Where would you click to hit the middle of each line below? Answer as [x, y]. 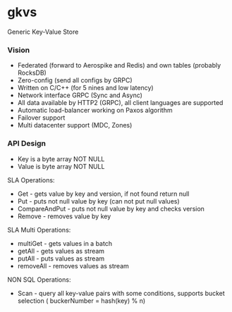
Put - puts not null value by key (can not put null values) [98, 201]
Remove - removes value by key [64, 216]
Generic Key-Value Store [43, 32]
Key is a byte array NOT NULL [61, 158]
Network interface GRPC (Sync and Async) [80, 95]
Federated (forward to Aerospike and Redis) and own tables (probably [119, 65]
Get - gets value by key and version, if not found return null [103, 194]
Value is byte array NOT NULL [61, 166]
